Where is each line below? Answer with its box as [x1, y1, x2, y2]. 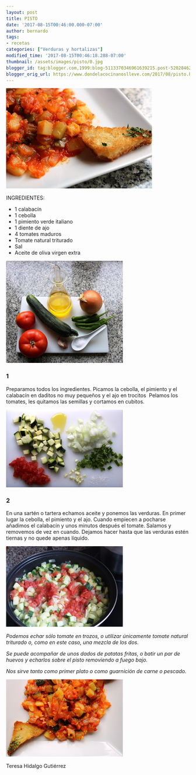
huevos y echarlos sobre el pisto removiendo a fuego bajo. [6, 656, 148, 663]
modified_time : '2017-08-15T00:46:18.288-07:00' [6, 53, 127, 59]
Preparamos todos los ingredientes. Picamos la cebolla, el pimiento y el [6, 385, 177, 392]
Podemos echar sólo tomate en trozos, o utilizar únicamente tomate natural [6, 632, 188, 639]
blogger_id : [6, 65, 35, 71]
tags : [6, 34, 19, 40]
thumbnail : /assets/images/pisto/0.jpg [6, 59, 103, 64]
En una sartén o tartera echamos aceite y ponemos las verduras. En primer [6, 509, 186, 516]
